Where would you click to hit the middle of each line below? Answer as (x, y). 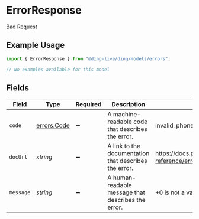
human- (124, 178)
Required (89, 104)
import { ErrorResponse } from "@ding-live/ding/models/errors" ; (88, 59)
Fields (18, 88)
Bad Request (22, 27)
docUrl (18, 157)
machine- (127, 115)
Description (129, 104)
